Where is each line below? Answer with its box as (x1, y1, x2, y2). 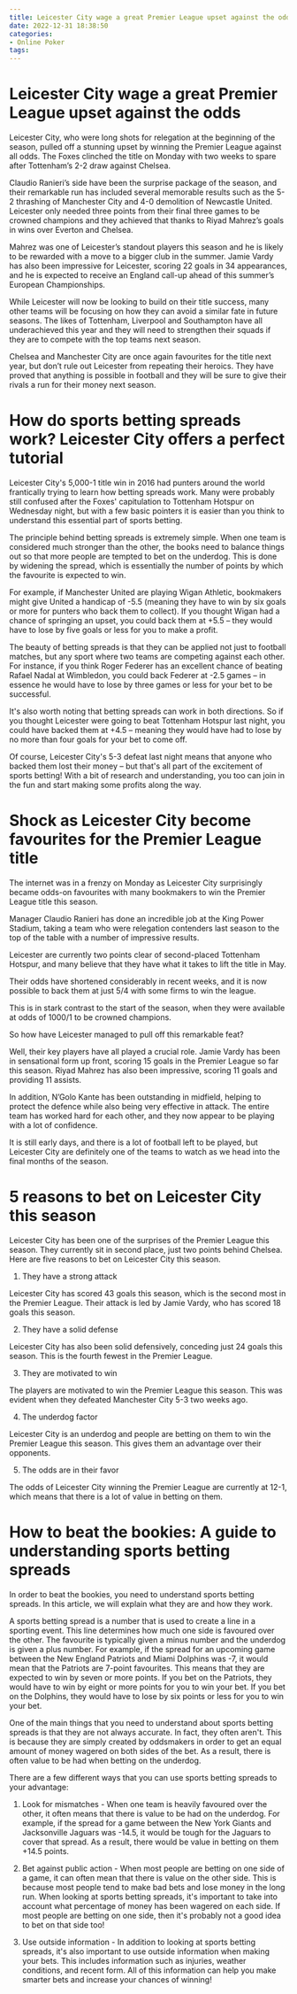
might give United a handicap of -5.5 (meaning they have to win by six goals (9, 597, 286, 607)
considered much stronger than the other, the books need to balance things (9, 542, 285, 552)
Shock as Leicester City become (9, 811, 252, 831)
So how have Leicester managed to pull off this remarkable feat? (9, 1029, 245, 1040)
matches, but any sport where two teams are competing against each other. (9, 652, 286, 661)
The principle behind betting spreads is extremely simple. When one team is (9, 532, 286, 543)
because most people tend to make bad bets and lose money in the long (21, 1882, 286, 1892)
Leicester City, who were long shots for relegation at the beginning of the (9, 132, 276, 143)
